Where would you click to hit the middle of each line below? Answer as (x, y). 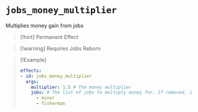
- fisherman (51, 104)
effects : (31, 70)
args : (32, 81)
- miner (45, 98)
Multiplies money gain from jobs (45, 25)
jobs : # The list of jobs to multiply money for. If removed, (109, 93)
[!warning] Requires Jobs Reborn (60, 48)
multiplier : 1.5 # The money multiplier (81, 87)
